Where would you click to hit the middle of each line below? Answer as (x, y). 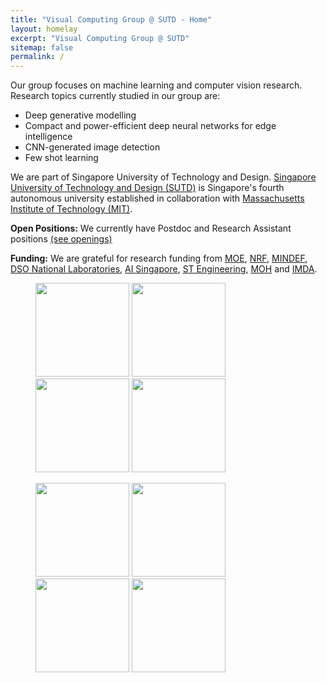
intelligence (48, 137)
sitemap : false (42, 47)
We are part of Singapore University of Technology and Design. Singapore (163, 177)
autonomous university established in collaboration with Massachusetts (157, 198)
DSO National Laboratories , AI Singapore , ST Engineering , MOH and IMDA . (164, 269)
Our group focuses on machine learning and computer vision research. (156, 85)
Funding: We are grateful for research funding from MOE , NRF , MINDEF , (159, 258)
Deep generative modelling (80, 115)
